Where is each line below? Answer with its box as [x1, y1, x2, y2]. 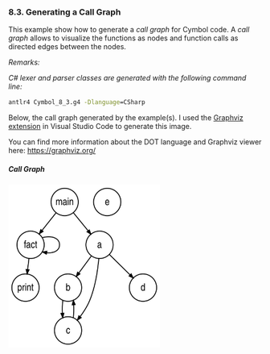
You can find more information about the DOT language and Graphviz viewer [8, 137, 262, 147]
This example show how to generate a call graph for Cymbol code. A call [8, 25, 250, 35]
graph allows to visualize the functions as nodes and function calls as [8, 33, 239, 43]
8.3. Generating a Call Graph [8, 6, 121, 18]
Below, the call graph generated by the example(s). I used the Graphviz [8, 113, 243, 123]
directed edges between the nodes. [8, 42, 127, 52]
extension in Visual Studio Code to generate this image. [8, 122, 192, 131]
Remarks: [8, 57, 40, 67]
